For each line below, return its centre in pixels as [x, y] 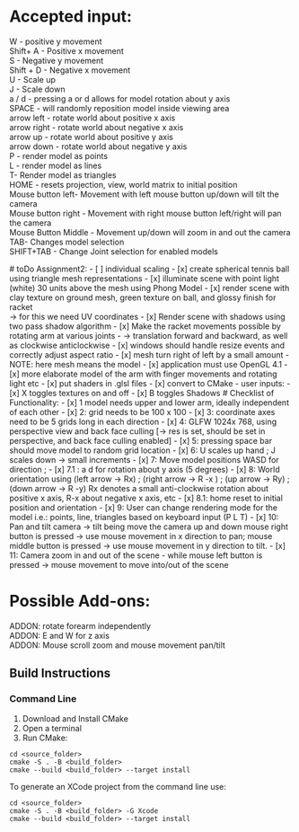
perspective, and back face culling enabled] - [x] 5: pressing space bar [141, 440]
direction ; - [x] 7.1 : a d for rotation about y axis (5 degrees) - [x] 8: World [145, 469]
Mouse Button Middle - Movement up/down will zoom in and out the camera [150, 232]
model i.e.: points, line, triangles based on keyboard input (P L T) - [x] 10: [144, 517]
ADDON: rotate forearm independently [80, 625]
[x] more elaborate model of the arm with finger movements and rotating [143, 374]
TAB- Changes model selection [67, 242]
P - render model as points [59, 155]
